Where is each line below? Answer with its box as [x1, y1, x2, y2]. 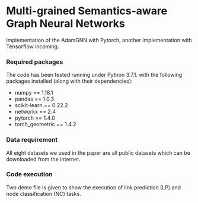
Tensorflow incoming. [6, 43, 59, 50]
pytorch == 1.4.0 [14, 114, 55, 121]
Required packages [6, 58, 63, 66]
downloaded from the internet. [6, 155, 81, 163]
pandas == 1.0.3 [14, 95, 55, 102]
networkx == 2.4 [14, 108, 56, 115]
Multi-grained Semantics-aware [6, 4, 168, 18]
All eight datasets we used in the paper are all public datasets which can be [6, 149, 191, 156]
